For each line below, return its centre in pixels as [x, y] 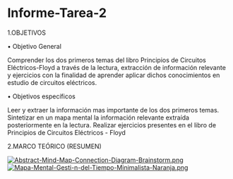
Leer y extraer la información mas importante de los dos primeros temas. [113, 110]
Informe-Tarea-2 [57, 13]
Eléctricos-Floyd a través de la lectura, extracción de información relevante [116, 67]
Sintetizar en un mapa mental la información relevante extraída [98, 117]
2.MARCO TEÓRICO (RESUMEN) [55, 146]
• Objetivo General [35, 46]
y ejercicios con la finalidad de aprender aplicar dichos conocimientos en [114, 75]
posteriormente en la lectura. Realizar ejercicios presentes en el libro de [112, 125]
